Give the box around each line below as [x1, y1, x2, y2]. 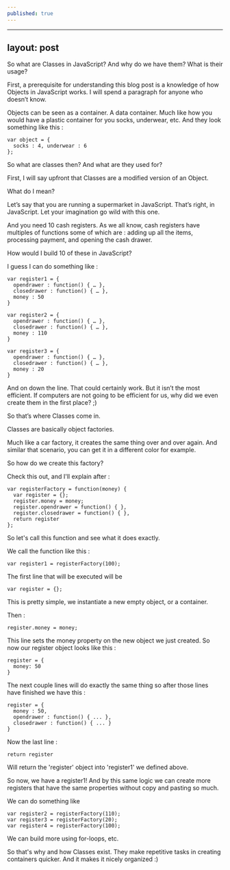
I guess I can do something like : [7, 263, 98, 271]
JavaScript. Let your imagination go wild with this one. [7, 208, 160, 216]
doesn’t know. [7, 96, 47, 104]
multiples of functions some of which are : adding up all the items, [7, 228, 193, 237]
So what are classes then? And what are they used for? [7, 161, 163, 169]
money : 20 [13, 366, 44, 373]
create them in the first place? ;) [7, 399, 97, 407]
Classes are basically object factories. [7, 425, 114, 434]
